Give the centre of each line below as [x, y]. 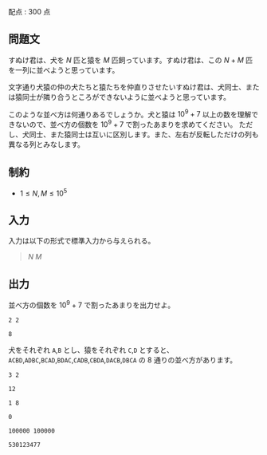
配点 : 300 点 [29, 12]
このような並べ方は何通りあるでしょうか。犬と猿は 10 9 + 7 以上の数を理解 [130, 113]
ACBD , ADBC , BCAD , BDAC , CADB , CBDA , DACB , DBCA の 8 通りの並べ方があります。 [123, 360]
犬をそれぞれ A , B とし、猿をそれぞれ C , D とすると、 [91, 350]
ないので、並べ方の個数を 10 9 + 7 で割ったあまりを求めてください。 [126, 124]
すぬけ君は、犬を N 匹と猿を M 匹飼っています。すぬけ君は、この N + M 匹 [131, 60]
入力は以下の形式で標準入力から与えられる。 [82, 241]
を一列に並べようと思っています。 [64, 69]
